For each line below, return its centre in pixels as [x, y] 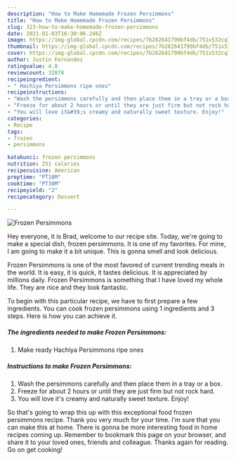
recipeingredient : [34, 79]
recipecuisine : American [44, 170]
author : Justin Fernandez [45, 60]
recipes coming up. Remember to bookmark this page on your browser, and [117, 435]
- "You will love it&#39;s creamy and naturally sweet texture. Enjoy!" [116, 112]
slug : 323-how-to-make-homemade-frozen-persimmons [83, 27]
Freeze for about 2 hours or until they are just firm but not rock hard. [116, 391]
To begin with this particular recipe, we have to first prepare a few [103, 301]
